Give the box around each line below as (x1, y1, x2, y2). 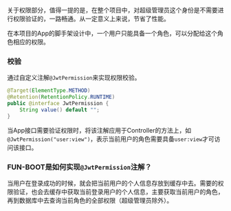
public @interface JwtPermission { (7, 100, 109, 107)
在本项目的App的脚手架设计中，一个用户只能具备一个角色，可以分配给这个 (7, 30, 218, 37)
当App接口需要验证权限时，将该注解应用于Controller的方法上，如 (7, 126, 191, 134)
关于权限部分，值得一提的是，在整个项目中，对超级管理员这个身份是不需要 (7, 6, 218, 14)
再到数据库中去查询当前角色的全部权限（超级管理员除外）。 (7, 196, 173, 204)
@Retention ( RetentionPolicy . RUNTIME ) (7, 93, 115, 101)
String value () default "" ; (19, 106, 100, 113)
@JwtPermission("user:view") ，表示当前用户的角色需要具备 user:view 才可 (7, 135, 214, 143)
